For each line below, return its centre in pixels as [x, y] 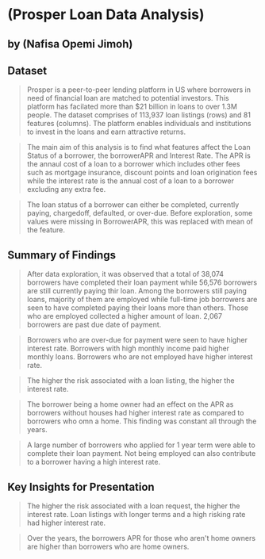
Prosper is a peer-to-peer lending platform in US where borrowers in [139, 90]
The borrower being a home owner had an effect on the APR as [130, 404]
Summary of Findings [62, 255]
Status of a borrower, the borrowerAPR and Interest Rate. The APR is [138, 155]
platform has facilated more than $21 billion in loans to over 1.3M [132, 107]
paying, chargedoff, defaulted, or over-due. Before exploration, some [140, 213]
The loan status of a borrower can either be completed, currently [133, 205]
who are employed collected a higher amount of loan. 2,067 [125, 316]
